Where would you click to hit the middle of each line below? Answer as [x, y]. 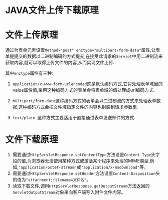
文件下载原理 [32, 140]
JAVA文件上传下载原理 [52, 10]
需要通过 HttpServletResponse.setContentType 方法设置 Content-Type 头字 [86, 155]
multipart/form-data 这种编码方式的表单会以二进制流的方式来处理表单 [84, 101]
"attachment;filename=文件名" [56, 180]
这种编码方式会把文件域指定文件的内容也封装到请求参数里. [78, 107]
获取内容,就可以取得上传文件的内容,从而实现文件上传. [60, 63]
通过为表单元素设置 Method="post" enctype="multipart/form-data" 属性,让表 [83, 50]
